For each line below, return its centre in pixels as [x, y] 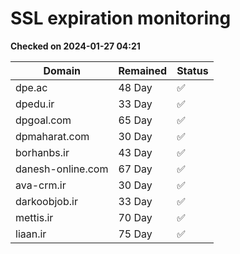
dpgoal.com [43, 120]
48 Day [135, 87]
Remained [143, 70]
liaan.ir [31, 234]
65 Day [135, 120]
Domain [62, 70]
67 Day [135, 169]
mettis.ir [34, 217]
